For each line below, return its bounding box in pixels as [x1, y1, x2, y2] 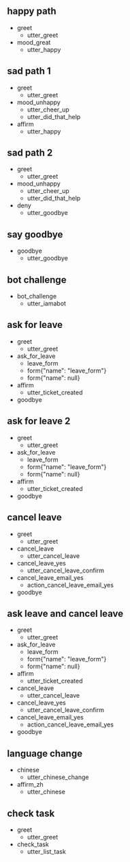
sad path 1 [7, 65, 51, 77]
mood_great [16, 38, 51, 47]
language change [7, 748, 83, 759]
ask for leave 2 [7, 416, 71, 427]
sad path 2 [7, 147, 53, 159]
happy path [7, 5, 56, 17]
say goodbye [7, 229, 63, 240]
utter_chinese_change [27, 773, 89, 781]
